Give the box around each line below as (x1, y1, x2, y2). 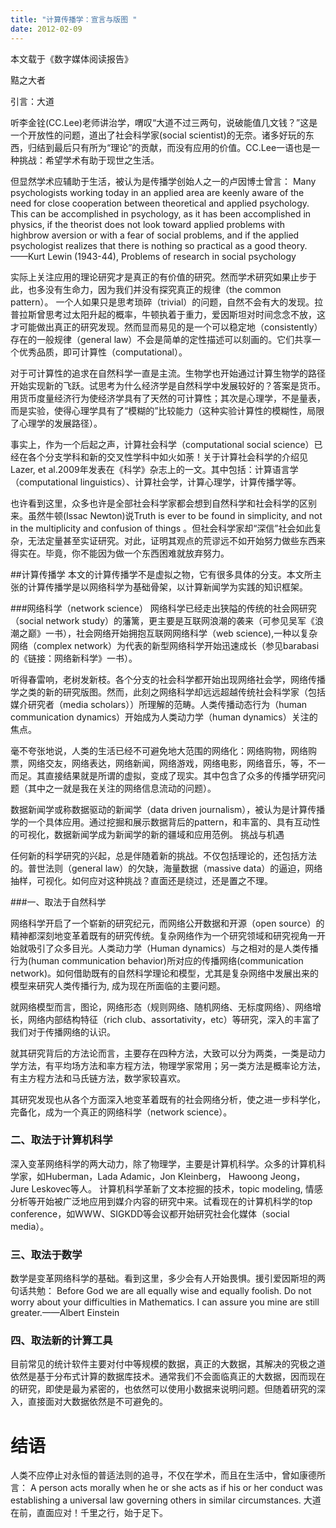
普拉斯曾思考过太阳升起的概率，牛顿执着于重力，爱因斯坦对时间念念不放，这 (10, 308, 326, 320)
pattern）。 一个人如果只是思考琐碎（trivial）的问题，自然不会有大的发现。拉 (10, 296, 324, 308)
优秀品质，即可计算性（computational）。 (18, 346, 188, 358)
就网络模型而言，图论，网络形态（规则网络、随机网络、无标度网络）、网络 (10, 1001, 313, 1013)
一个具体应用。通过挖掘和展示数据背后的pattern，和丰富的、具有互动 (27, 816, 312, 828)
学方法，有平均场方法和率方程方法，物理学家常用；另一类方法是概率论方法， (10, 1059, 326, 1071)
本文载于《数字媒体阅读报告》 (10, 52, 133, 65)
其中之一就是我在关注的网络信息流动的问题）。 (27, 782, 217, 794)
